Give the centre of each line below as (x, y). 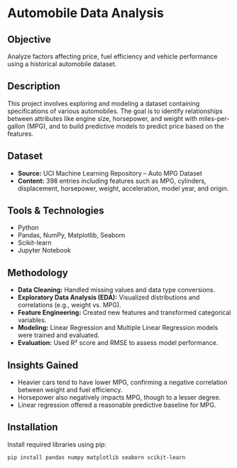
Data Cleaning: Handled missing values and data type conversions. (116, 290)
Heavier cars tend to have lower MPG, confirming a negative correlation (122, 383)
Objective (29, 39)
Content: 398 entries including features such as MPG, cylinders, (112, 181)
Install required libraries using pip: (57, 444)
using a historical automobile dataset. (62, 64)
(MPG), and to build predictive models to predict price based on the (125, 126)
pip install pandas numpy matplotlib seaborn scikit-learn (97, 457)
